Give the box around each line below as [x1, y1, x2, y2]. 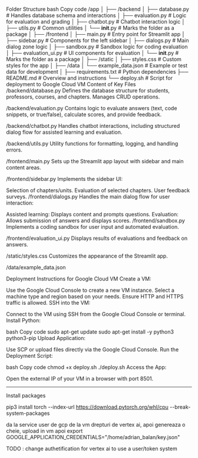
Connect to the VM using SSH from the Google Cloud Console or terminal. [6, 311, 186, 318]
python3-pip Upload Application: [6, 335, 85, 341]
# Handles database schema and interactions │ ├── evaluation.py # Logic [6, 12, 187, 19]
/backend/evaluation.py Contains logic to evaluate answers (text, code [6, 105, 177, 111]
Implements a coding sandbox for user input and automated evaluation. [6, 223, 179, 230]
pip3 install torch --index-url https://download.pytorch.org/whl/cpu [6, 404, 169, 410]
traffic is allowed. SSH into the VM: [6, 299, 91, 306]
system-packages [6, 410, 50, 417]
